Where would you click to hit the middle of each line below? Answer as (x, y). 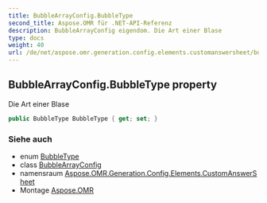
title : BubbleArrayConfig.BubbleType (71, 16)
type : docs (26, 38)
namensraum (41, 173)
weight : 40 (26, 45)
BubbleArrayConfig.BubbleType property (112, 85)
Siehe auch (31, 139)
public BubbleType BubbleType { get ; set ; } (83, 119)
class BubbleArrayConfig (60, 165)
